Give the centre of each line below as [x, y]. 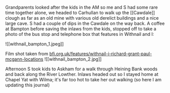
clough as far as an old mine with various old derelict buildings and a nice [82, 18]
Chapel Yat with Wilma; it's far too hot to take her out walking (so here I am [83, 80]
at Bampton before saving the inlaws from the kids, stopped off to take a [81, 29]
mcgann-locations [24, 59]
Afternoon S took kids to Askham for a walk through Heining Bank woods [81, 69]
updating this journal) [27, 85]
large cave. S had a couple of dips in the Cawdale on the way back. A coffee [85, 23]
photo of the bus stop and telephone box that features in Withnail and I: [80, 34]
